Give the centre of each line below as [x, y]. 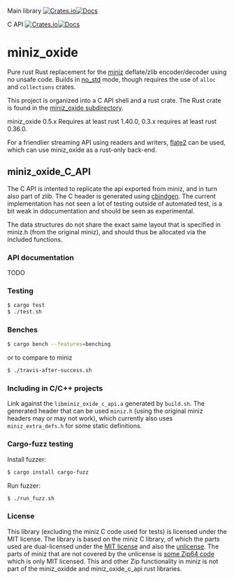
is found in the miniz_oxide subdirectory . [65, 108]
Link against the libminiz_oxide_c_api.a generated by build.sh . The [106, 404]
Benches [23, 330]
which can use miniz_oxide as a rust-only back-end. [82, 150]
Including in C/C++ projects [55, 388]
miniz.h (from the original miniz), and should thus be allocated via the [107, 232]
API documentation [41, 257]
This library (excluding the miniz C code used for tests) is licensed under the [117, 531]
